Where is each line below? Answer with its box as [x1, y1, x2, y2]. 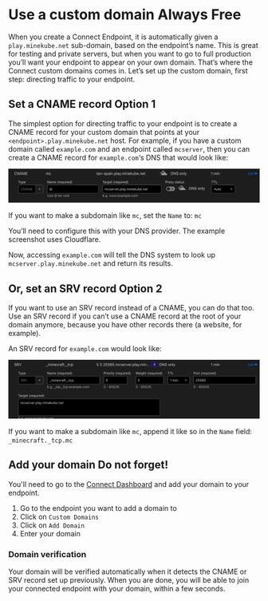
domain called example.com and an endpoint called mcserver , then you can [8, 144, 250, 153]
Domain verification [8, 548, 87, 559]
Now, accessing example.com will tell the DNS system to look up [8, 250, 216, 260]
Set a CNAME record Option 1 [8, 97, 156, 111]
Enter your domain [19, 528, 81, 538]
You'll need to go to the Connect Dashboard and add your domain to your [8, 479, 250, 488]
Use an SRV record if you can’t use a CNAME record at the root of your [8, 311, 242, 321]
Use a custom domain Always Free [8, 6, 242, 24]
